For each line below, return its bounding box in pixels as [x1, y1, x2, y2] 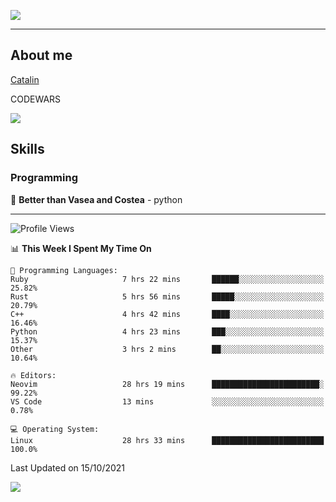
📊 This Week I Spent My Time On [10, 242, 152, 254]
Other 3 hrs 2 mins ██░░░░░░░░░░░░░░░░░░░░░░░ [10, 344, 325, 354]
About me [10, 47, 73, 64]
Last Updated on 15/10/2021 [10, 461, 126, 474]
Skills [10, 141, 45, 158]
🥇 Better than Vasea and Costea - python [10, 193, 183, 205]
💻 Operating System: [10, 424, 100, 434]
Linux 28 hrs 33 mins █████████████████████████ [10, 435, 325, 445]
